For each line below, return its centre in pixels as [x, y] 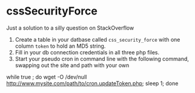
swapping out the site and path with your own [72, 65]
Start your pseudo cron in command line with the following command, [102, 59]
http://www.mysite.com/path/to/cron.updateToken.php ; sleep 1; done [92, 83]
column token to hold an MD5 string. [60, 46]
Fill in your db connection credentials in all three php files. [87, 52]
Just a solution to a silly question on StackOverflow [70, 28]
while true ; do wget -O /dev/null [47, 77]
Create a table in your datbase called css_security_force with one [97, 39]
